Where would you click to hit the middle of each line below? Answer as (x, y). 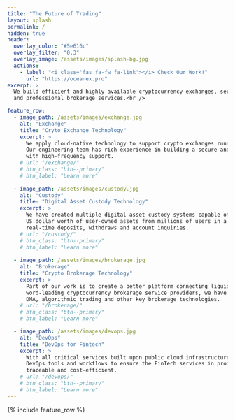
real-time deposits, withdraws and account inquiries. (107, 228)
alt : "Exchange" (44, 124)
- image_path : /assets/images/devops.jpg (75, 331)
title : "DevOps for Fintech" (62, 344)
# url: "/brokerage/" (51, 306)
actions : (26, 66)
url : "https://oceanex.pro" (67, 79)
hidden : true (26, 33)
